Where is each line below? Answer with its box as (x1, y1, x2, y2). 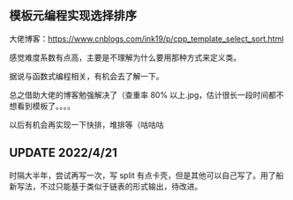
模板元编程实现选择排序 (9, 8, 137, 24)
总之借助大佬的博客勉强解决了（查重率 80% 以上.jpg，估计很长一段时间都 (9, 89, 276, 100)
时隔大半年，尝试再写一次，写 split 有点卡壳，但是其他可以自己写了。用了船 (9, 170, 284, 181)
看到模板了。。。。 (16, 100, 75, 111)
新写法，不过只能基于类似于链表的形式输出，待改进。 (9, 181, 203, 191)
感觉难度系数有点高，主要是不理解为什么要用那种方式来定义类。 (9, 52, 241, 63)
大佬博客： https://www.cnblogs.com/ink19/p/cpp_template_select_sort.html (9, 33, 284, 44)
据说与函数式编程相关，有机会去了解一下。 (9, 70, 164, 81)
